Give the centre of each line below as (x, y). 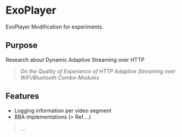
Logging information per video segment (63, 110)
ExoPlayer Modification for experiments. (55, 27)
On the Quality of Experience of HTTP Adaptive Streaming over (98, 71)
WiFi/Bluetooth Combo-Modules (59, 77)
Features (22, 96)
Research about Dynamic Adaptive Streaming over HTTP (75, 59)
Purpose (22, 45)
